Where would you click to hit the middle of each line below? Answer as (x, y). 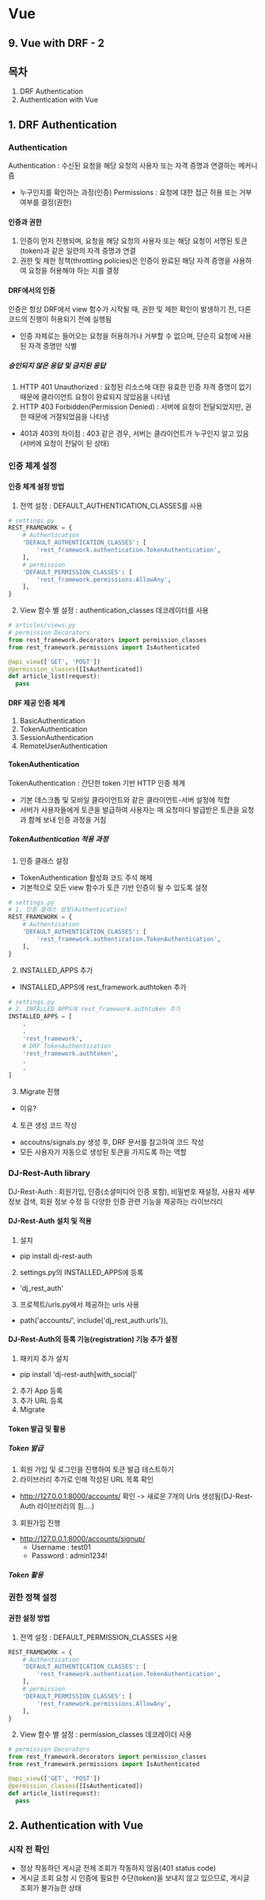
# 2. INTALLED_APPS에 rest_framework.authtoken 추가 (94, 1009)
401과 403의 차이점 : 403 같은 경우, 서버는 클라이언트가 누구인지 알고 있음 (134, 433)
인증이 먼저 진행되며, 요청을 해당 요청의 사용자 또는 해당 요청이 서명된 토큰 (133, 241)
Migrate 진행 (40, 1092)
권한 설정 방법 (29, 1618)
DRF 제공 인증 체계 (37, 703)
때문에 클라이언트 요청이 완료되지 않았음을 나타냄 (95, 397)
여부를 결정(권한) (46, 202)
